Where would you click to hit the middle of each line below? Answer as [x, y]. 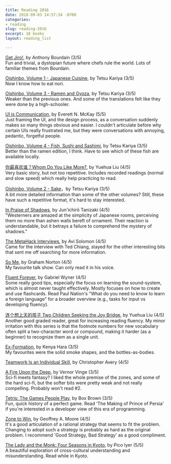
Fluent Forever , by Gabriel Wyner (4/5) [46, 277]
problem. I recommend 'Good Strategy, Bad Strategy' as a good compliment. [86, 435]
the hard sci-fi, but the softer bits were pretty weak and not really [74, 382]
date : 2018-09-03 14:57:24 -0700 [41, 15]
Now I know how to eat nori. [35, 83]
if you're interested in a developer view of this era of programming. [76, 409]
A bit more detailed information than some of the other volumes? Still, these [85, 194]
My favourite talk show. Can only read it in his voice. [60, 267]
